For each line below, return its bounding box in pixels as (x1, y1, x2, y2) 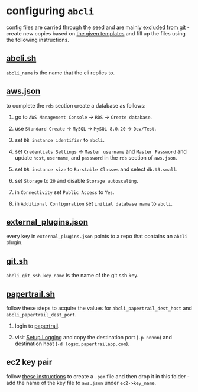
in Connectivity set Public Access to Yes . (14, 188, 115, 196)
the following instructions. (6, 36, 69, 43)
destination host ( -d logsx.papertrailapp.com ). (14, 340, 130, 347)
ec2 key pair (6, 357, 53, 367)
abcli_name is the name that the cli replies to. (6, 69, 115, 76)
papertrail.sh (6, 289, 55, 299)
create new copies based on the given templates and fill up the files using (6, 30, 186, 37)
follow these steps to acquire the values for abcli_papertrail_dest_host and (6, 304, 192, 312)
